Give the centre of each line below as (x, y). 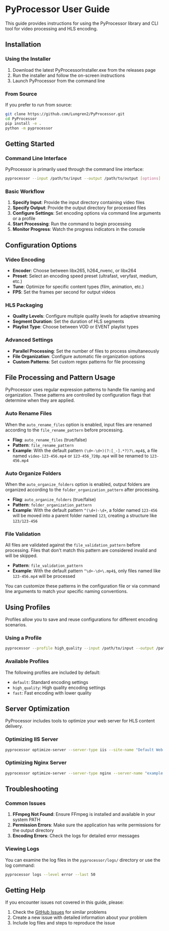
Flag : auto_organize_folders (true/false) (54, 499)
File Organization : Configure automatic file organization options (79, 356)
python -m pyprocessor (29, 128)
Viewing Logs (22, 849)
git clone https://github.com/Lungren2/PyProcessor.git (65, 114)
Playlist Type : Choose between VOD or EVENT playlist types (75, 327)
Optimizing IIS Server (32, 740)
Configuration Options (41, 245)
